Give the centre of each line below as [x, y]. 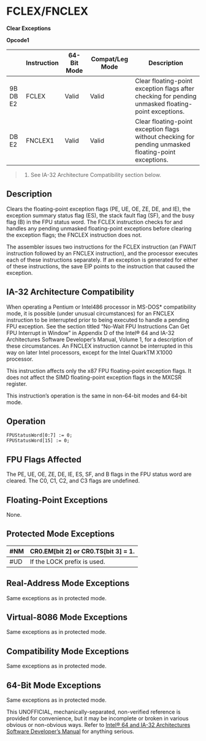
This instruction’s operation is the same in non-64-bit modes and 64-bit [97, 396]
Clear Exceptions [29, 28]
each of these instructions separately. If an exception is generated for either [102, 260]
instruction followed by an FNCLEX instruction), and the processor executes [102, 253]
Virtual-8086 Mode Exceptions [67, 618]
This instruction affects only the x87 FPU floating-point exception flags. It [99, 371]
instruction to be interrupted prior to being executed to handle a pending [98, 320]
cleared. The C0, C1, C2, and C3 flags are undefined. [73, 481]
